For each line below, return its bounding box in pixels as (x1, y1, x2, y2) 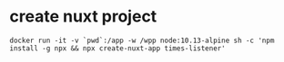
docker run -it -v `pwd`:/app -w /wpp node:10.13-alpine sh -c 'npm (9, 36, 275, 45)
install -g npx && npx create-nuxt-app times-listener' (9, 43, 226, 53)
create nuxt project (9, 6, 157, 27)
